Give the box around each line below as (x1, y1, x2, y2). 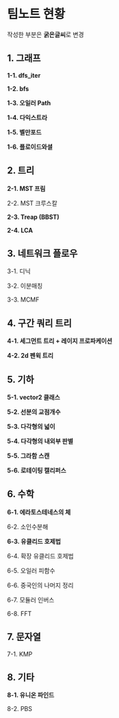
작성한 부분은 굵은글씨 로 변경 (7, 30, 84, 39)
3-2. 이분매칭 (7, 282, 43, 290)
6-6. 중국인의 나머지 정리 (7, 581, 74, 589)
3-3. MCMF (7, 295, 40, 304)
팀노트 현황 (7, 6, 66, 22)
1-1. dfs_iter (7, 71, 41, 79)
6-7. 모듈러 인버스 (7, 595, 55, 604)
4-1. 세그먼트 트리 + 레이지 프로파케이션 (7, 337, 113, 345)
